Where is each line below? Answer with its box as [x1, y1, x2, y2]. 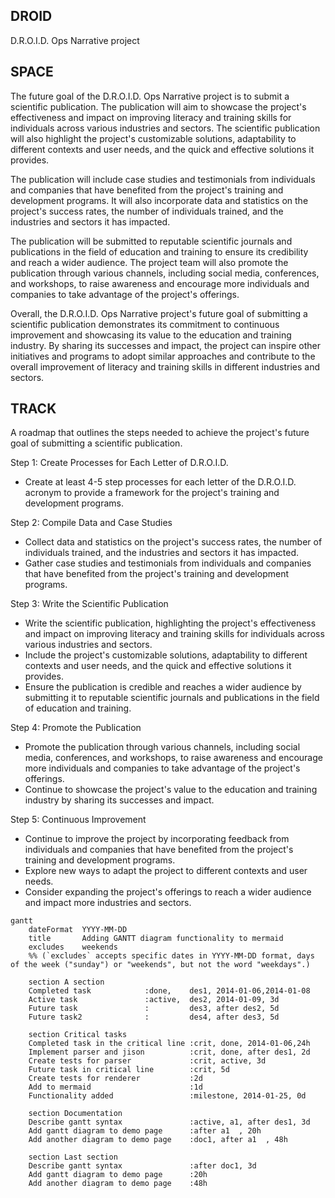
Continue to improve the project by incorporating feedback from [24, 833, 290, 845]
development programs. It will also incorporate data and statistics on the [10, 194, 309, 206]
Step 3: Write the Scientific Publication [10, 598, 169, 610]
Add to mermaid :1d [28, 1082, 203, 1093]
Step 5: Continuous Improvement [10, 814, 147, 826]
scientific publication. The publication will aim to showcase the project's [10, 100, 307, 113]
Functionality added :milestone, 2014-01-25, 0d [28, 1091, 307, 1101]
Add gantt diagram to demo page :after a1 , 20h [28, 1126, 262, 1136]
